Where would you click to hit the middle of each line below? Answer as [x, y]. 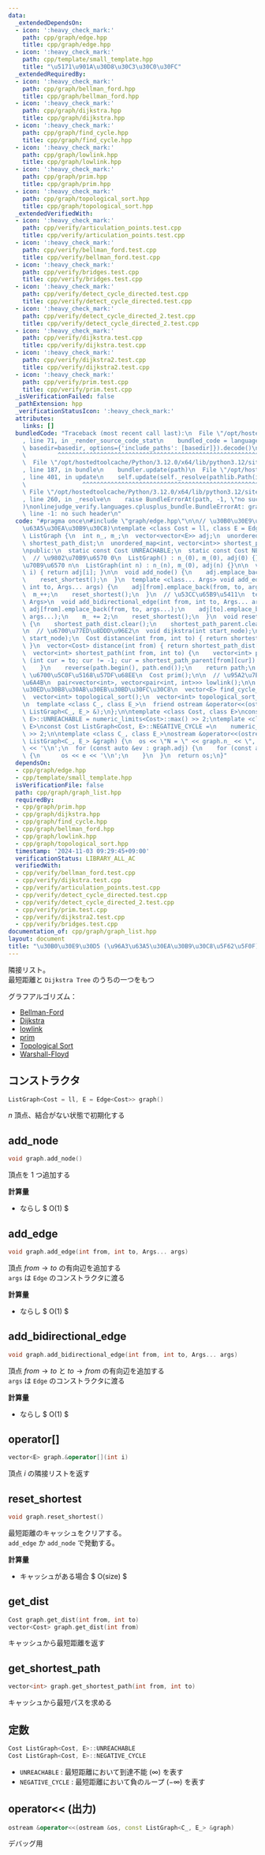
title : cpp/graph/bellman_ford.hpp [81, 96]
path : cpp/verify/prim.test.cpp [75, 382]
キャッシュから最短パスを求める [60, 1703]
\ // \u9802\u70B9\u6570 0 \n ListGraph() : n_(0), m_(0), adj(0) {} [141, 558]
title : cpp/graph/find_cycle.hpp [77, 140]
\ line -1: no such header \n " [72, 514]
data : [17, 15]
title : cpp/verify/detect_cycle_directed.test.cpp [107, 301]
